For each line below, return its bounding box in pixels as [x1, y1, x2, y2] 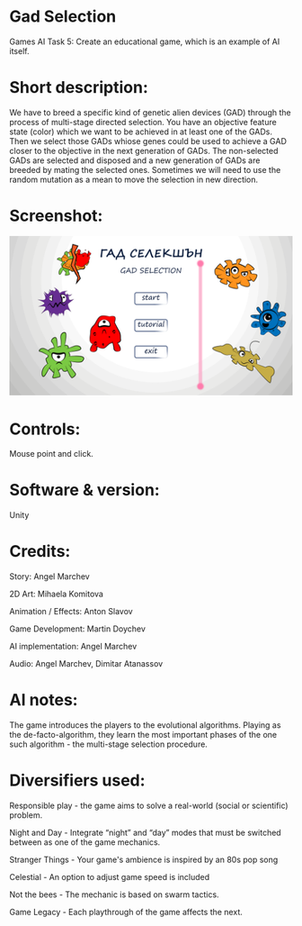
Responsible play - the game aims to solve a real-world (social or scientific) [9, 800, 289, 811]
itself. [9, 45, 30, 56]
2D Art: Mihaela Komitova [9, 588, 103, 600]
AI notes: [9, 690, 78, 711]
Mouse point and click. [9, 449, 94, 459]
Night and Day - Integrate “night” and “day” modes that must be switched [9, 827, 281, 838]
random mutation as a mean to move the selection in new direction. [9, 174, 259, 185]
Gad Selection [9, 6, 117, 27]
